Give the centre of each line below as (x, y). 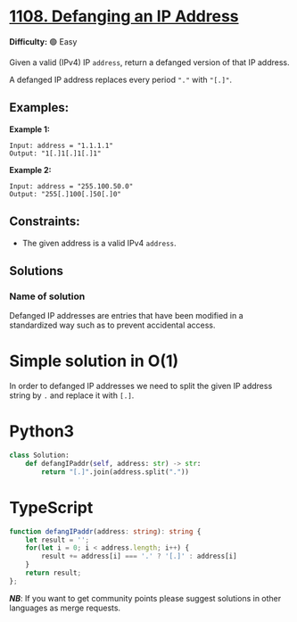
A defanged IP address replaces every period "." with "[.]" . (121, 79)
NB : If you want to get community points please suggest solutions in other (145, 598)
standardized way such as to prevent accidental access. (112, 325)
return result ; (54, 573)
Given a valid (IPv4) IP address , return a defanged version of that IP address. (149, 62)
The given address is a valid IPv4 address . (99, 243)
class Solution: (39, 456)
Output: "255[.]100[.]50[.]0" (66, 194)
